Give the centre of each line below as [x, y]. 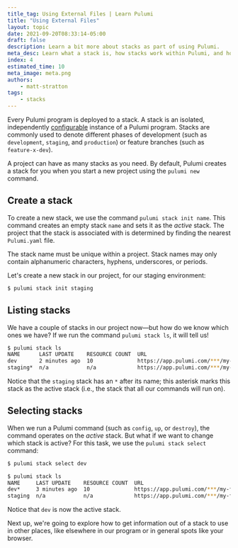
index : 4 [20, 60]
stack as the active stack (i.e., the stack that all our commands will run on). [116, 389]
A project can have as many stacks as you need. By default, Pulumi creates [117, 163]
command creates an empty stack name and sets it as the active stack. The [116, 225]
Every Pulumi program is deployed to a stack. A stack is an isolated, [106, 120]
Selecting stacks [45, 411]
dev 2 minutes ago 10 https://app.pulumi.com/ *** [114, 361]
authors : [20, 80]
